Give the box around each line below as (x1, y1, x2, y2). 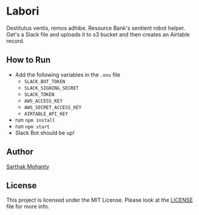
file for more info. (6, 203, 50, 210)
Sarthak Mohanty (6, 163, 50, 170)
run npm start (15, 123, 50, 130)
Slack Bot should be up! (15, 129, 75, 136)
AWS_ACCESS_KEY (24, 98, 62, 104)
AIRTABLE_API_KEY (24, 111, 69, 117)
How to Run (6, 55, 51, 65)
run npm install (15, 116, 56, 123)
